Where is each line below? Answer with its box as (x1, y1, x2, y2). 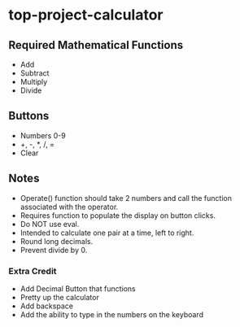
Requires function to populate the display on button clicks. (20, 210, 216, 220)
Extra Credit (8, 265, 57, 277)
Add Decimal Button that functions (20, 283, 136, 294)
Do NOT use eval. (20, 219, 80, 229)
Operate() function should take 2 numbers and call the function (20, 193, 232, 203)
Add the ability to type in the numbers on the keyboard (20, 309, 203, 319)
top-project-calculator (8, 6, 164, 24)
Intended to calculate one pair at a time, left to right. (20, 228, 194, 238)
